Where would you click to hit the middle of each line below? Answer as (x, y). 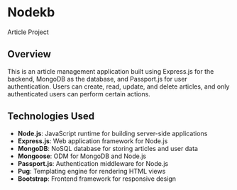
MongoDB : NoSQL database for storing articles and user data (108, 148)
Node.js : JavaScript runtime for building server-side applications (112, 133)
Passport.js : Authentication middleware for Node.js (93, 163)
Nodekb (31, 12)
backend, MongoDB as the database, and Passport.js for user (98, 79)
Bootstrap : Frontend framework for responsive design (97, 179)
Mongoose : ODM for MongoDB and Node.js (82, 156)
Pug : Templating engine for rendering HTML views (92, 171)
